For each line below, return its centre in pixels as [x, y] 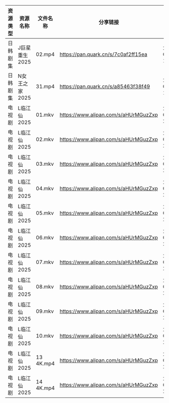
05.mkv [45, 213]
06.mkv [45, 238]
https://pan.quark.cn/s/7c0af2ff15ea [103, 54]
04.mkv [45, 188]
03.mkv [45, 164]
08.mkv [45, 287]
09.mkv [45, 311]
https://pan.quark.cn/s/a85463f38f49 [105, 86]
